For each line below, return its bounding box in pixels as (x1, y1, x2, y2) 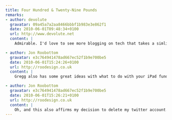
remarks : (5, 12, 24, 17)
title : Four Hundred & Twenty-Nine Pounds (5, 7, 97, 13)
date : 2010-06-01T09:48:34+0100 (10, 27, 79, 32)
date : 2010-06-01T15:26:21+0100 (10, 93, 79, 98)
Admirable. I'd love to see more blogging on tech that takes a (14, 41, 155, 46)
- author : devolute (5, 17, 47, 22)
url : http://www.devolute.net (10, 31, 74, 36)
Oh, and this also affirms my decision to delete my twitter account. (14, 107, 168, 112)
